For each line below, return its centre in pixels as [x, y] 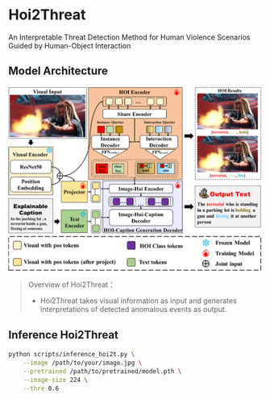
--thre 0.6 [41, 389]
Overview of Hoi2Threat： [71, 285]
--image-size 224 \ [56, 380]
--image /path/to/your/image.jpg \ [83, 363]
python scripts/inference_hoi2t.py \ [72, 355]
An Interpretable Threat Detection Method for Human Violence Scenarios [129, 37]
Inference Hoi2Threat [64, 335]
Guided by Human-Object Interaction [70, 45]
